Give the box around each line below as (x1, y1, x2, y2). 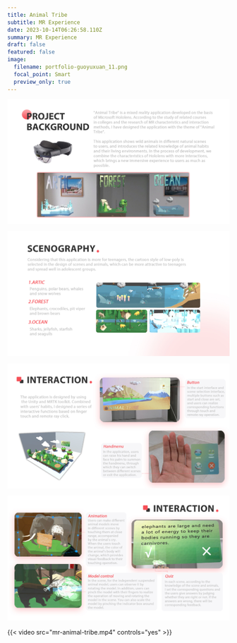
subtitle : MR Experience (7, 18, 80, 26)
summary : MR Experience (7, 34, 78, 41)
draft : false (7, 41, 46, 49)
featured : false (7, 49, 55, 56)
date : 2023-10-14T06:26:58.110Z (7, 26, 102, 33)
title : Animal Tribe (7, 11, 68, 18)
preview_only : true (13, 78, 71, 85)
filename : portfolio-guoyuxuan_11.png (13, 63, 128, 71)
